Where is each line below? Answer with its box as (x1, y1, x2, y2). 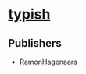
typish (8, 5, 51, 23)
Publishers (8, 37, 62, 50)
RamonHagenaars (19, 57, 78, 66)
